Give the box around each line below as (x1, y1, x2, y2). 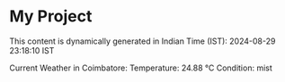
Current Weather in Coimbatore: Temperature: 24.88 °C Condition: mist (9, 62, 272, 73)
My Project (9, 6, 93, 27)
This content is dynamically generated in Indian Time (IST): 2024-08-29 (9, 36, 276, 46)
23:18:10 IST (9, 45, 55, 55)
